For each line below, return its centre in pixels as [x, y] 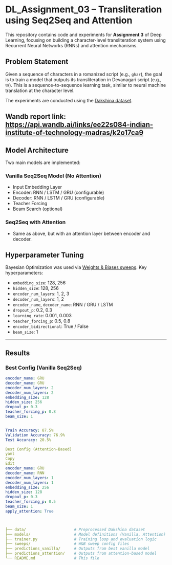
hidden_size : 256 [24, 402]
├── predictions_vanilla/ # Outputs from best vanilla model [78, 549]
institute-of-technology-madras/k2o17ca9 [74, 133]
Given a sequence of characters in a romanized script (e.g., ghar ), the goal [84, 74]
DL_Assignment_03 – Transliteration [84, 10]
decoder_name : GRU [25, 383]
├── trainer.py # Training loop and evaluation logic [81, 539]
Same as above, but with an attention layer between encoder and [81, 233]
